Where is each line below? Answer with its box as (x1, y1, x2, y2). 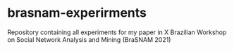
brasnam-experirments (7, 5, 147, 21)
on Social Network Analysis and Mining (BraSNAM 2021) (7, 35, 171, 43)
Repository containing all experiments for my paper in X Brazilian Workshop (7, 28, 227, 36)
